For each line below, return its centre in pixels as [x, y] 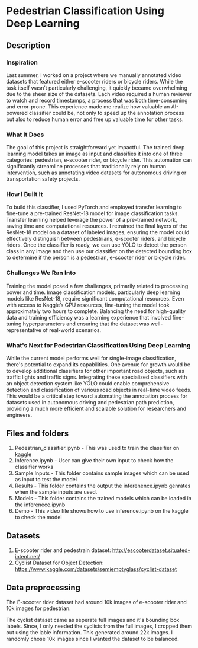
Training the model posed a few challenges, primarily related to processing [97, 286]
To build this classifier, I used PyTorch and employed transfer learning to [94, 207]
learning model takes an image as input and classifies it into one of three [95, 154]
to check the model [38, 517]
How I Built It [25, 194]
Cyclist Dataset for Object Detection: [59, 563]
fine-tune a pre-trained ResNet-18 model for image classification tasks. [92, 213]
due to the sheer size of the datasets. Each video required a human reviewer [99, 94]
